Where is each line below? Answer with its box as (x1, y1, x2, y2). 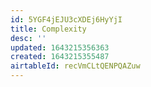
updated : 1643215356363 (10, 42, 110, 53)
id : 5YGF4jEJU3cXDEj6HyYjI (10, 14, 123, 25)
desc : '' (10, 33, 47, 43)
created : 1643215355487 (10, 52, 110, 62)
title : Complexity (10, 24, 87, 34)
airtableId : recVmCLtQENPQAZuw (10, 61, 141, 71)
